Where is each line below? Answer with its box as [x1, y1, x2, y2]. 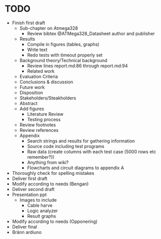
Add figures [19, 106, 44, 112]
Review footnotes [19, 122, 56, 128]
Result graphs [27, 213, 57, 219]
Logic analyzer [27, 208, 58, 214]
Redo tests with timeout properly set [27, 52, 103, 58]
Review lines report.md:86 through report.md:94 [27, 63, 128, 69]
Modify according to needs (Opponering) [12, 218, 98, 224]
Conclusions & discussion [19, 79, 74, 85]
